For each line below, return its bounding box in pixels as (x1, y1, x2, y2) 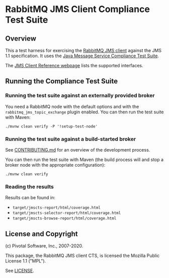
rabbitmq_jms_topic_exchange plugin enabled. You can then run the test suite (5, 109, 164, 115)
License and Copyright (5, 229, 78, 238)
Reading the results (5, 183, 54, 190)
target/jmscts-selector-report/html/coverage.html (12, 211, 121, 216)
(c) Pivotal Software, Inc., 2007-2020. (5, 243, 83, 249)
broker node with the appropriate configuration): (5, 162, 106, 168)
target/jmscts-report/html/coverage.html (12, 205, 101, 210)
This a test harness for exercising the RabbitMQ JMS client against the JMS (5, 48, 162, 53)
